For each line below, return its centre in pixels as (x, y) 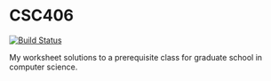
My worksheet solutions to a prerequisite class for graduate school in (136, 57)
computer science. (44, 67)
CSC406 (41, 16)
